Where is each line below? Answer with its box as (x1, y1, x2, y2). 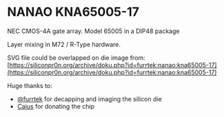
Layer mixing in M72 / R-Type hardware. (7, 40, 121, 48)
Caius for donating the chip (17, 102, 95, 110)
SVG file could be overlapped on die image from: (7, 53, 146, 62)
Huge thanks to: (7, 81, 53, 89)
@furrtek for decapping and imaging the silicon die (17, 94, 162, 103)
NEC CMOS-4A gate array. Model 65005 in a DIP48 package (7, 27, 180, 35)
